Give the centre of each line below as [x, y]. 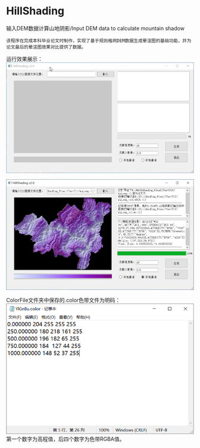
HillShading [35, 11]
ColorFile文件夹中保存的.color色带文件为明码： [63, 300]
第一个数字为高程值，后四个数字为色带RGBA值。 [65, 439]
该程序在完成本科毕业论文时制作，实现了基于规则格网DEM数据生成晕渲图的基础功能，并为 [99, 41]
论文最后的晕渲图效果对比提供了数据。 [46, 47]
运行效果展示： [24, 59]
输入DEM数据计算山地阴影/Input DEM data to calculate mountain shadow [95, 28]
